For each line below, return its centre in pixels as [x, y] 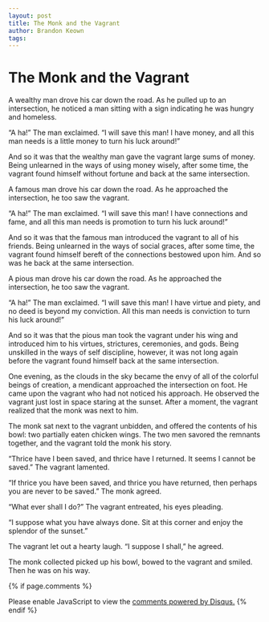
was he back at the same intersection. [71, 263]
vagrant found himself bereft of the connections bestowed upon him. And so [135, 254]
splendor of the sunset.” [48, 531]
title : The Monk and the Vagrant [64, 23]
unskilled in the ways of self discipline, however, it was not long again [123, 352]
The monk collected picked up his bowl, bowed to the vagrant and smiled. [130, 562]
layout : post [30, 16]
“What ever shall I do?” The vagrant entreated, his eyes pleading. [116, 507]
